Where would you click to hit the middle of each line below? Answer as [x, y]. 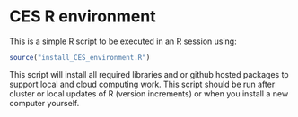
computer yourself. [44, 103]
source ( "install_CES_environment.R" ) [80, 57]
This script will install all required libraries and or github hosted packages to [149, 74]
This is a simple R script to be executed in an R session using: [123, 41]
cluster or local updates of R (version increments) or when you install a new [149, 93]
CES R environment [83, 17]
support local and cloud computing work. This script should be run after [142, 84]
